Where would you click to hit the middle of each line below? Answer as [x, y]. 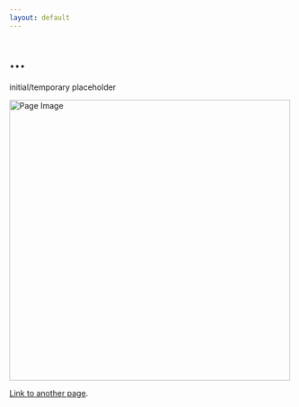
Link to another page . [49, 393]
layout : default [40, 18]
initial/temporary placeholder [63, 87]
